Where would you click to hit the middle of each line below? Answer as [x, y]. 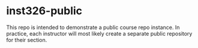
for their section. [27, 40]
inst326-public [44, 11]
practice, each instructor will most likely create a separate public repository [99, 33]
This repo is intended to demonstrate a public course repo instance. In [93, 27]
